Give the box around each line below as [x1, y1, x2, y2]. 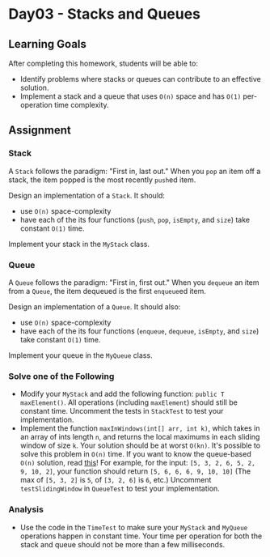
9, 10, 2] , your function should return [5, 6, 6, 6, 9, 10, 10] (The [19, 466, 251, 476]
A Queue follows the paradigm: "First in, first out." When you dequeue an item [8, 277, 260, 287]
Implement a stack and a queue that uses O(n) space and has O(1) [19, 91, 242, 101]
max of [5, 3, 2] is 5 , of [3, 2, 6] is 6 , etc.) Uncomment [19, 475, 212, 485]
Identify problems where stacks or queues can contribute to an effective [19, 74, 261, 83]
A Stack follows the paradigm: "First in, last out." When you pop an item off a [8, 166, 261, 176]
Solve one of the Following [8, 370, 115, 381]
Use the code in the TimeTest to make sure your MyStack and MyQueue [19, 522, 248, 532]
